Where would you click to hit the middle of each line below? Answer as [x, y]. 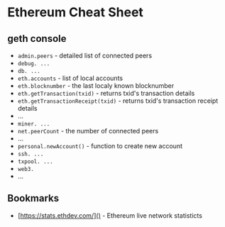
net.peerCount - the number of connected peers [88, 131]
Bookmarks [33, 198]
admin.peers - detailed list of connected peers [85, 55]
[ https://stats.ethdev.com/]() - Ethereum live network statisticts [110, 215]
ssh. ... [31, 154]
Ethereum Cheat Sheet [76, 12]
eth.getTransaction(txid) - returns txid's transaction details [106, 93]
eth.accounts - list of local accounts [70, 78]
